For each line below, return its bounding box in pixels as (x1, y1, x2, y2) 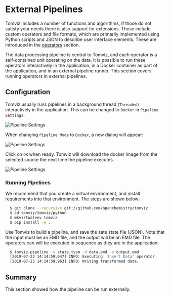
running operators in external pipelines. (5, 73, 88, 79)
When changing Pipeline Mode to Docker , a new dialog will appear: (5, 132, 143, 138)
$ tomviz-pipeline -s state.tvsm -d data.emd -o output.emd (10, 249, 139, 254)
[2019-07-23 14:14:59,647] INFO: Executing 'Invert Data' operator (10, 254, 155, 259)
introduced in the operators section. (5, 41, 80, 48)
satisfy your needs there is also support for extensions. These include (5, 25, 151, 31)
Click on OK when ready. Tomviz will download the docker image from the (5, 151, 158, 157)
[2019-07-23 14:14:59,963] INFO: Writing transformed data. (10, 259, 139, 264)
